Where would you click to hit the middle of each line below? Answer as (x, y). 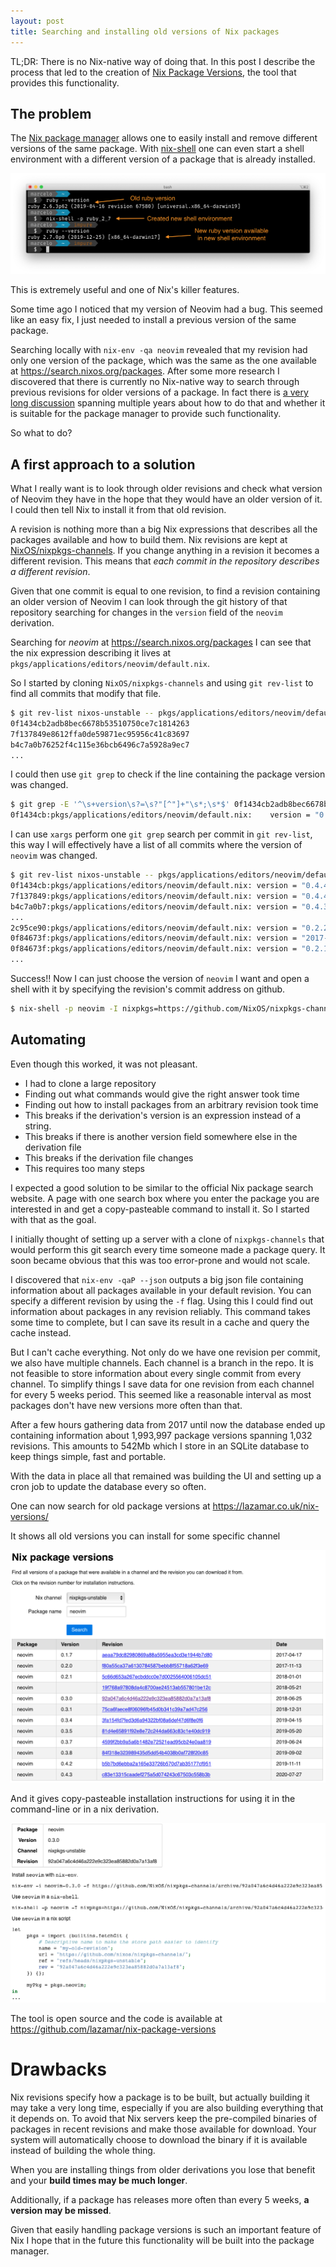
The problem (51, 113)
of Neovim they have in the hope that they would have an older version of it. (166, 499)
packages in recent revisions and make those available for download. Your (163, 2129)
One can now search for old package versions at (110, 1506)
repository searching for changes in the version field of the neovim (146, 612)
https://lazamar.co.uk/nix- (266, 1506)
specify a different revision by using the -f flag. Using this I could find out (162, 1301)
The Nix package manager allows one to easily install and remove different (164, 138)
